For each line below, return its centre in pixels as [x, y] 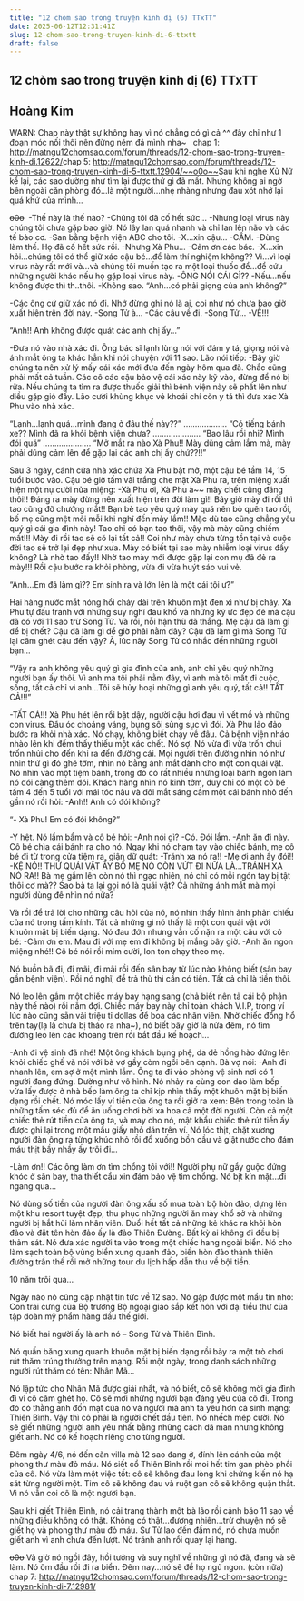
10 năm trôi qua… [42, 1280]
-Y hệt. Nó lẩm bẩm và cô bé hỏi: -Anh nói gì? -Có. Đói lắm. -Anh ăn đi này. [149, 837]
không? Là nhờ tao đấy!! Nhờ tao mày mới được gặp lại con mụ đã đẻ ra [143, 558]
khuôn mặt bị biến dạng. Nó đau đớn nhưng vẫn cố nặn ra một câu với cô [146, 932]
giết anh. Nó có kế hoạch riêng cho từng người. [98, 1437]
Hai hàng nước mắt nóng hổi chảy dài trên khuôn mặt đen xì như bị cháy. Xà [151, 602]
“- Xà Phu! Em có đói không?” [65, 820]
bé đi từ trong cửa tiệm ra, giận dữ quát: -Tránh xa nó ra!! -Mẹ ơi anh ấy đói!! [152, 857]
